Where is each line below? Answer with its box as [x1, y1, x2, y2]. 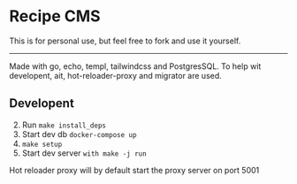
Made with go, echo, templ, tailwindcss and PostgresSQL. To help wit [9, 60, 262, 72]
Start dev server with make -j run [21, 148, 148, 158]
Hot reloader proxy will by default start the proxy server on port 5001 [9, 165, 260, 175]
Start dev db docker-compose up [21, 128, 137, 139]
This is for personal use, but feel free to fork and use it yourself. [9, 35, 241, 46]
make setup [21, 140, 63, 149]
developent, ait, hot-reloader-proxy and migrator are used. [9, 70, 223, 80]
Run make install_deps [21, 119, 106, 130]
